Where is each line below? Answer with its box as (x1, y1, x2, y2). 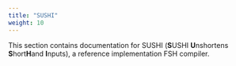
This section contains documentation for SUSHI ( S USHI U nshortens (8, 40, 229, 49)
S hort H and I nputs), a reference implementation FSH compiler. (8, 49, 210, 58)
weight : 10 (8, 19, 44, 27)
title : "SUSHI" (8, 11, 59, 20)
